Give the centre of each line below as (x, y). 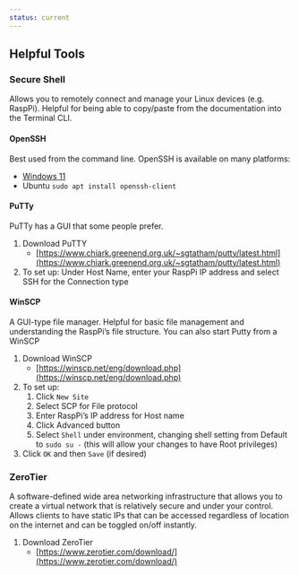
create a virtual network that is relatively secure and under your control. (141, 506)
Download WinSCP (57, 358)
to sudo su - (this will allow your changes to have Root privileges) (157, 444)
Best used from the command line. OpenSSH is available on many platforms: (150, 159)
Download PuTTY (55, 243)
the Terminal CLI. (41, 118)
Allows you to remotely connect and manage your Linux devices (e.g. (137, 99)
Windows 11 (44, 176)
